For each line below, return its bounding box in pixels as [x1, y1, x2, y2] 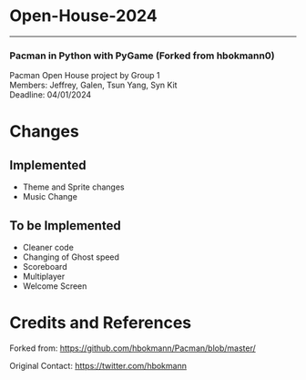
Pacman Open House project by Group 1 [9, 70, 160, 81]
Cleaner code [22, 242, 75, 253]
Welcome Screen [22, 281, 87, 292]
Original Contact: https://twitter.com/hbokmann [9, 360, 187, 371]
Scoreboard [22, 262, 67, 272]
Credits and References [9, 313, 192, 334]
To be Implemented [9, 218, 121, 233]
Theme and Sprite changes [22, 181, 125, 192]
